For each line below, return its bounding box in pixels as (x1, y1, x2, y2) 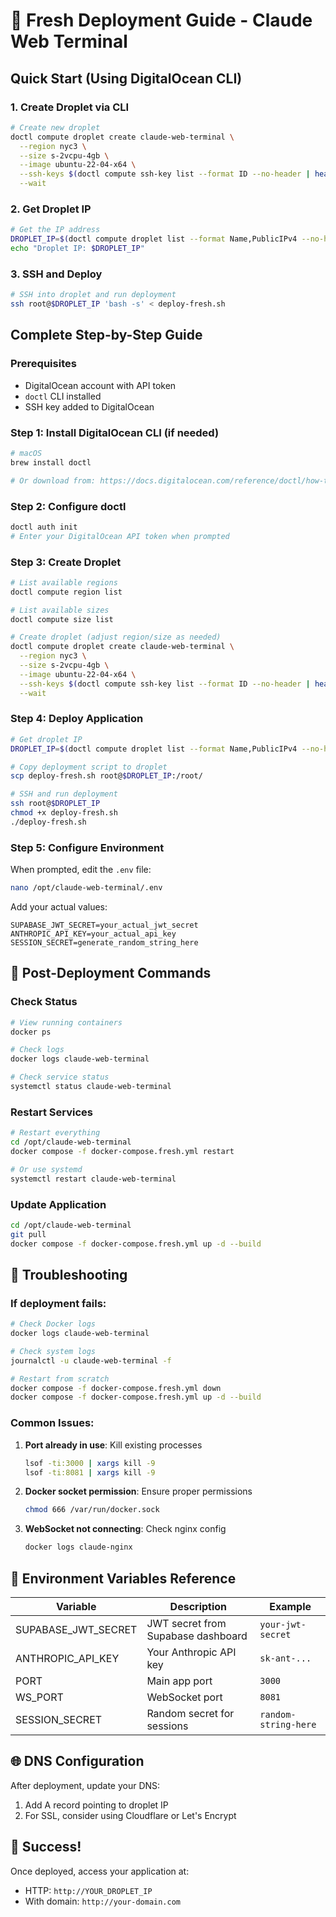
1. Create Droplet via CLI (10, 100, 130, 114)
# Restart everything (10, 1128, 101, 1138)
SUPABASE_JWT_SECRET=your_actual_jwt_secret (10, 920, 199, 931)
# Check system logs (10, 1346, 97, 1356)
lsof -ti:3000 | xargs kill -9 (24, 1458, 156, 1468)
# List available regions (10, 577, 118, 588)
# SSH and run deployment (10, 789, 118, 799)
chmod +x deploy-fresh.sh (10, 808, 118, 818)
